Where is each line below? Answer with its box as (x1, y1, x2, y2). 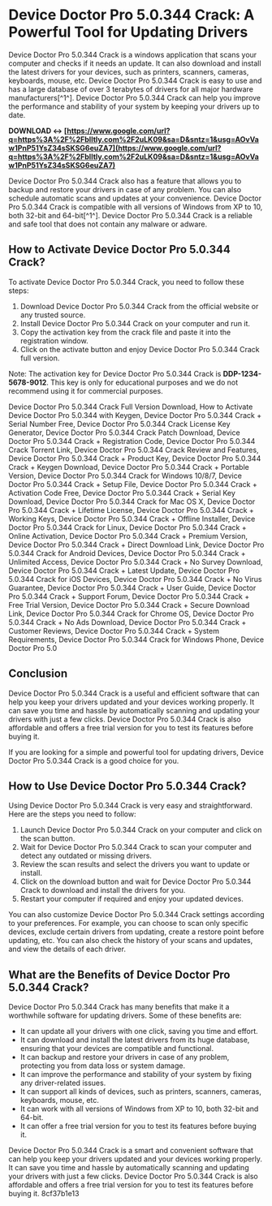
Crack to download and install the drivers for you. (19, 885, 186, 895)
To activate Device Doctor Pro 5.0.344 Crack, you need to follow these (8, 277, 245, 286)
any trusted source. (19, 310, 86, 320)
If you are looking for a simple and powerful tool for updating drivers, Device (8, 747, 264, 756)
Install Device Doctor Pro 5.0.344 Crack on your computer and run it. (19, 318, 250, 328)
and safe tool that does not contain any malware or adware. (8, 219, 208, 229)
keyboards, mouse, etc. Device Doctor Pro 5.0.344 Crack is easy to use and (8, 75, 262, 85)
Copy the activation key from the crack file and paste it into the (19, 327, 231, 337)
